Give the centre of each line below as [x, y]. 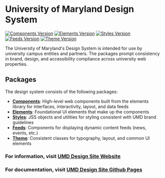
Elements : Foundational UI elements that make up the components [81, 112]
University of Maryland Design [70, 9]
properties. [16, 64]
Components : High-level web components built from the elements [81, 101]
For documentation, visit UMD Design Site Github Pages [74, 170]
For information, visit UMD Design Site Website [63, 156]
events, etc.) [25, 133]
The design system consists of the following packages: [62, 91]
